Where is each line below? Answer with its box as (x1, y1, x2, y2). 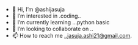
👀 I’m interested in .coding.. (12, 12, 81, 19)
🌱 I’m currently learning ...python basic (12, 19, 110, 26)
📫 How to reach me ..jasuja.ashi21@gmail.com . (12, 32, 133, 39)
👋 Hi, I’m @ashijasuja (12, 6, 65, 13)
